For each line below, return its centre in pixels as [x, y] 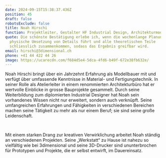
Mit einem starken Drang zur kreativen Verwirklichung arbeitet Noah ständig [83, 135]
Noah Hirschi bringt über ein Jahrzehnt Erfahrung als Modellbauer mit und [81, 74]
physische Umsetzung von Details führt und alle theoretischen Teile [83, 42]
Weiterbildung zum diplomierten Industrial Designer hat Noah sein [72, 95]
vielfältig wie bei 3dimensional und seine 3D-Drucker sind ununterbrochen [81, 145]
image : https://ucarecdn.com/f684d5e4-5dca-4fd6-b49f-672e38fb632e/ [77, 60]
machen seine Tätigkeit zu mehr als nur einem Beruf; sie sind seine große [80, 111]
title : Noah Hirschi [26, 28]
